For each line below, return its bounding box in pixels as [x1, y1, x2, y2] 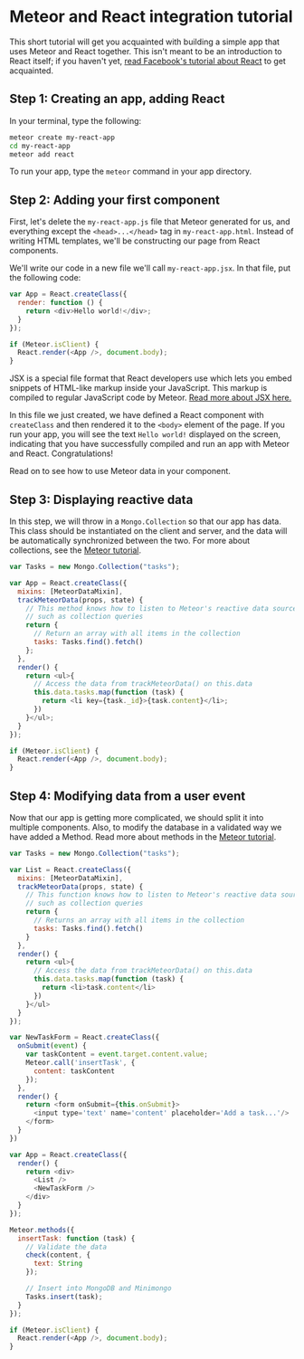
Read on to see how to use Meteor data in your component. [9, 466, 231, 477]
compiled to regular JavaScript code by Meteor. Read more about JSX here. [9, 392, 292, 404]
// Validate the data [25, 1242, 107, 1251]
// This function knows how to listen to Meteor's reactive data [25, 890, 278, 899]
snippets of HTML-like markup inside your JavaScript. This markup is [9, 383, 268, 394]
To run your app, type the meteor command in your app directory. [9, 166, 252, 177]
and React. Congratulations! [9, 448, 113, 459]
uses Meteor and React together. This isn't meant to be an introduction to [9, 45, 282, 56]
